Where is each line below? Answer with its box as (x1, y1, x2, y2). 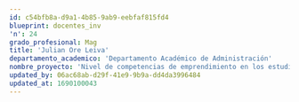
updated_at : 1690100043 (9, 79, 98, 88)
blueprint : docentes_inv (9, 21, 101, 30)
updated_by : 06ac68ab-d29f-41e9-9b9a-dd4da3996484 (9, 71, 201, 80)
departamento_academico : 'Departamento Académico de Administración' (9, 54, 273, 63)
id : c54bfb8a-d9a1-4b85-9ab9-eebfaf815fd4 (9, 12, 169, 22)
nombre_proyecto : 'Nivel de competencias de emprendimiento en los (9, 63, 265, 72)
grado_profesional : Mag (9, 37, 98, 47)
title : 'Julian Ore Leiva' (9, 46, 109, 55)
